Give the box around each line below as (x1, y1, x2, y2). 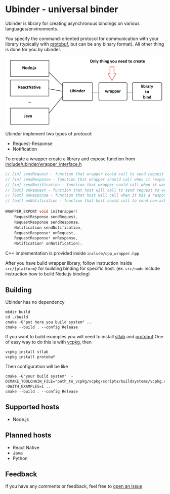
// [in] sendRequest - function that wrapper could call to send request (5, 171, 164, 177)
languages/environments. (5, 25, 59, 31)
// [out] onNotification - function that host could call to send (5, 198, 148, 203)
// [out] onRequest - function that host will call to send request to (5, 188, 159, 193)
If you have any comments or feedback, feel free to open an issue (5, 483, 143, 489)
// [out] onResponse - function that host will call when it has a (5, 193, 151, 198)
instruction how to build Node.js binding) (5, 271, 90, 277)
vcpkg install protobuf (5, 355, 56, 360)
